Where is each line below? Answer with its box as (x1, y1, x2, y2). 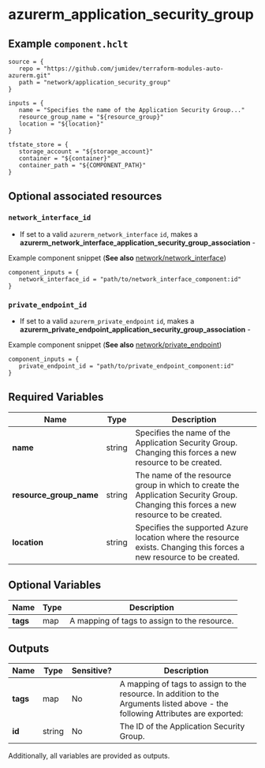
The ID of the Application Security (119, 721, 245, 732)
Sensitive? (71, 665, 112, 676)
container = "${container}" (18, 155, 111, 163)
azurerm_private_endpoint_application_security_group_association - (19, 324, 251, 334)
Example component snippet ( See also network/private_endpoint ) (8, 339, 222, 349)
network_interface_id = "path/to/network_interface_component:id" (18, 275, 242, 283)
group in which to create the (135, 479, 240, 490)
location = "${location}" (18, 120, 104, 128)
